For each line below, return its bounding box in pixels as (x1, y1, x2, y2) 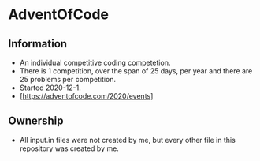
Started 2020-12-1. (19, 83, 81, 92)
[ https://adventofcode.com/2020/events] (19, 92, 154, 100)
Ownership (8, 114, 64, 128)
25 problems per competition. (19, 75, 117, 84)
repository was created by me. (19, 144, 120, 153)
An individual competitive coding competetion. (19, 58, 171, 67)
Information (8, 37, 68, 51)
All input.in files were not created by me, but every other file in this (19, 135, 236, 144)
